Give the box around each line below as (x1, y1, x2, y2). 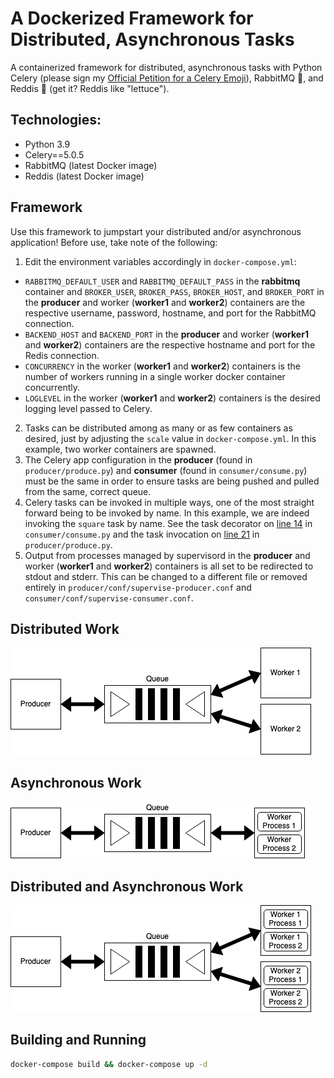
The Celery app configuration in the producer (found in (24, 453, 253, 466)
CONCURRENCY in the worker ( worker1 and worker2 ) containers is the (24, 360, 301, 372)
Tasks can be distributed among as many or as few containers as (24, 422, 293, 434)
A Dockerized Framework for (10, 7, 254, 30)
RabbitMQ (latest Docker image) (24, 159, 158, 171)
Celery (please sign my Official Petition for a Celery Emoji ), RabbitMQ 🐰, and (10, 72, 324, 84)
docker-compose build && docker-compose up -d (10, 1059, 208, 1069)
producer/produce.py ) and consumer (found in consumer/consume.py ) (24, 464, 308, 476)
